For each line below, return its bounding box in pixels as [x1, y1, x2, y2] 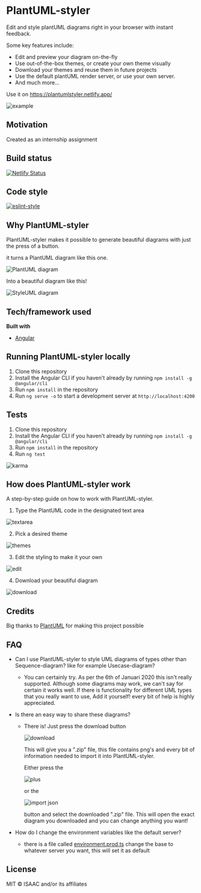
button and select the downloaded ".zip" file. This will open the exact [23, 811, 195, 818]
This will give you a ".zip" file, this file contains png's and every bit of [23, 746, 195, 753]
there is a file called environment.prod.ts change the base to [23, 841, 173, 848]
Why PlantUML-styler [6, 220, 89, 230]
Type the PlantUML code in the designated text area [14, 507, 144, 514]
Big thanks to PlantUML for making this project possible [6, 622, 144, 630]
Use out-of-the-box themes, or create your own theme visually [14, 60, 171, 67]
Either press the [23, 764, 64, 771]
